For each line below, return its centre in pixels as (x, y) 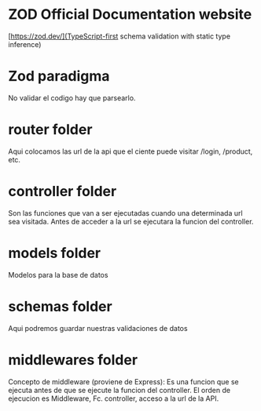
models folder (54, 253)
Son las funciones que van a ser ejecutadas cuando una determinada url (125, 213)
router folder (50, 130)
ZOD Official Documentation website (130, 15)
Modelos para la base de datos (58, 275)
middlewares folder (73, 360)
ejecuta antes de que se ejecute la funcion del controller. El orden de (119, 390)
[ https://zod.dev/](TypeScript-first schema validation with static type (119, 36)
